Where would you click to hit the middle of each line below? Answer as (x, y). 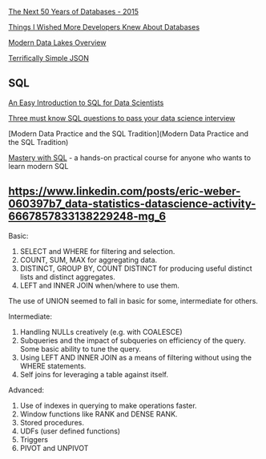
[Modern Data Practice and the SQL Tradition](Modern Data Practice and (129, 133)
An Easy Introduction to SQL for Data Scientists (86, 103)
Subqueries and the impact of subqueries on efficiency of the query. (133, 340)
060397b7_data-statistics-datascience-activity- (132, 204)
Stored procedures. (52, 422)
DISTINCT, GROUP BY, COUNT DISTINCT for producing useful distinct (136, 268)
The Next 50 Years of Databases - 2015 (73, 12)
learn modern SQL (38, 166)
